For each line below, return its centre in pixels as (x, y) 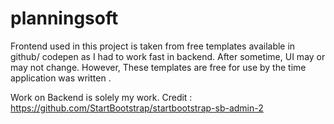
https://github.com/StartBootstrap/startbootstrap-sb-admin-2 (137, 108)
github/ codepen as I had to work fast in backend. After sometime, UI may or (168, 56)
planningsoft (64, 18)
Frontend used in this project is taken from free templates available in (153, 46)
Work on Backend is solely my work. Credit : (101, 97)
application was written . (61, 78)
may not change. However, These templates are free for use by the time (158, 67)
